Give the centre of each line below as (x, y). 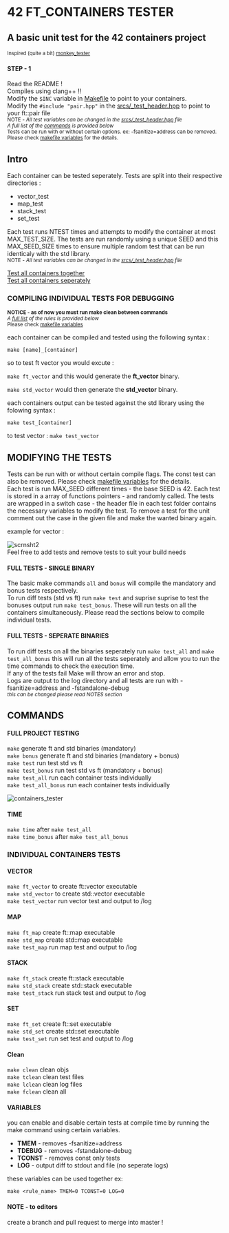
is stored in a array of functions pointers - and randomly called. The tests (111, 496)
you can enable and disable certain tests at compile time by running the (108, 1123)
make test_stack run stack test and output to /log (77, 993)
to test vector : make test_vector (53, 436)
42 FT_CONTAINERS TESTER (90, 12)
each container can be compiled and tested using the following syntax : (108, 337)
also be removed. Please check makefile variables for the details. (99, 482)
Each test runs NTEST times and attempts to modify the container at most (111, 232)
